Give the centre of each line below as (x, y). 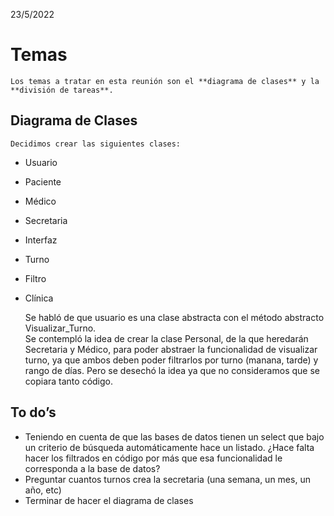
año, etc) (43, 490)
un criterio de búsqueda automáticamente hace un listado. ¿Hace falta (169, 447)
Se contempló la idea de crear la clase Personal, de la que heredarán (166, 338)
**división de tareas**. (62, 90)
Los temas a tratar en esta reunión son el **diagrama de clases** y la (165, 81)
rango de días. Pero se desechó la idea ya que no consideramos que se (172, 370)
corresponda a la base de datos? (92, 468)
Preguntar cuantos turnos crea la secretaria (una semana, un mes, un (167, 479)
